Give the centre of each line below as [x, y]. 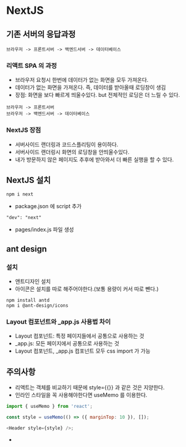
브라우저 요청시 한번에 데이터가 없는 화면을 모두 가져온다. [82, 80]
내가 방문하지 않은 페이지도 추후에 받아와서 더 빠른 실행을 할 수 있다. [94, 159]
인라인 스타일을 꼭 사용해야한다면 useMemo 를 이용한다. [81, 395]
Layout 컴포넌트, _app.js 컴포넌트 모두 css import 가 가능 [82, 351]
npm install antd [28, 301]
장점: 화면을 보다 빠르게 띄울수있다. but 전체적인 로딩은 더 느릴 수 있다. [98, 95]
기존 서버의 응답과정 [41, 34]
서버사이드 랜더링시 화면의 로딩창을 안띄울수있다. [72, 152]
